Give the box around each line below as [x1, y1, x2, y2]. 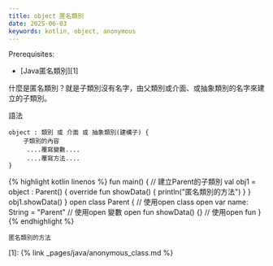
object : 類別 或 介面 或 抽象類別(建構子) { [8, 129, 149, 137]
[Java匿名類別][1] [19, 66, 79, 76]
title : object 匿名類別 [8, 11, 84, 20]
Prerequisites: [8, 50, 55, 59]
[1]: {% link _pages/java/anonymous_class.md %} [8, 248, 174, 258]
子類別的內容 [23, 137, 59, 146]
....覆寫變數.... [26, 146, 80, 155]
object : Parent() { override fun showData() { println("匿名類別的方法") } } [8, 187, 252, 197]
